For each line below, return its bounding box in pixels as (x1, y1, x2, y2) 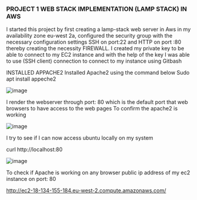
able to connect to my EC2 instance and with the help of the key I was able (6, 51, 190, 59)
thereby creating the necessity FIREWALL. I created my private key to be (6, 45, 184, 52)
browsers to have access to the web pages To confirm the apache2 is (6, 105, 178, 112)
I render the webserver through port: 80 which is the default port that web (6, 99, 188, 106)
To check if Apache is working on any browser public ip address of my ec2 (6, 169, 190, 176)
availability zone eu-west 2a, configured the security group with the (6, 32, 173, 39)
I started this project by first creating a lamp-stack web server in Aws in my (6, 26, 191, 33)
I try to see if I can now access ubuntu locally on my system (6, 134, 153, 141)
